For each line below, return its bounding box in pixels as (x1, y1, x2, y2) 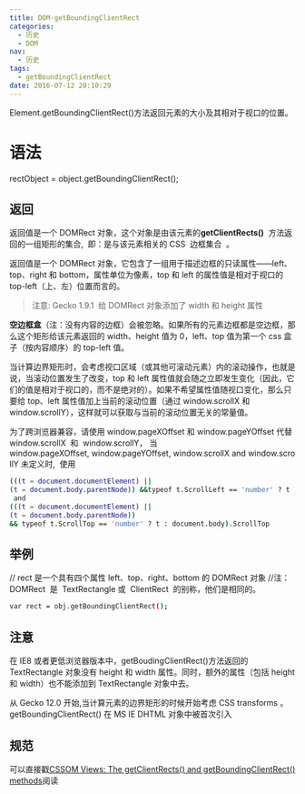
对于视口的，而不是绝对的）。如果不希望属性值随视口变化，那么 (48, 384, 284, 396)
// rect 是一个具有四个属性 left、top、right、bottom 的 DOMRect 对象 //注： (9, 572, 290, 583)
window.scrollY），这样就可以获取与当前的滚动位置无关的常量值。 (9, 407, 253, 418)
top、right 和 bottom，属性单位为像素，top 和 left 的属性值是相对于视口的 (9, 269, 284, 280)
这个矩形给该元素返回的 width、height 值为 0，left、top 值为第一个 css (16, 331, 282, 342)
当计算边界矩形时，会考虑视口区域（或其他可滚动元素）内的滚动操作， (9, 361, 272, 373)
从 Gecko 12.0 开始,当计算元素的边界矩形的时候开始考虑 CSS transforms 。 (9, 698, 289, 709)
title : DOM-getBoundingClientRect (9, 13, 141, 23)
